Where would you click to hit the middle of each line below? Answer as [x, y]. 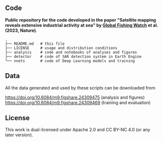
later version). [19, 135]
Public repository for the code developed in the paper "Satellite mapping [81, 20]
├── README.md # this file [35, 44]
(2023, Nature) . [21, 30]
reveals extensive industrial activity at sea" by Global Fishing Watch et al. [81, 25]
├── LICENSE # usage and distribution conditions [61, 48]
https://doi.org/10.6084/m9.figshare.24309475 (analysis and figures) [75, 97]
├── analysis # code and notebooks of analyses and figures [71, 52]
